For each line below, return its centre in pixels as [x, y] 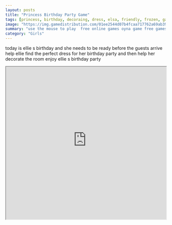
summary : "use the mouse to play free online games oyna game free [79, 29]
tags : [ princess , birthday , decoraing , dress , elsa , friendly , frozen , [83, 19]
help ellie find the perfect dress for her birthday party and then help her [80, 53]
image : [12, 24]
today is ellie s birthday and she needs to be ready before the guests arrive [84, 48]
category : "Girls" [25, 34]
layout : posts [20, 10]
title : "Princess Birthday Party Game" [48, 15]
